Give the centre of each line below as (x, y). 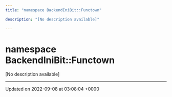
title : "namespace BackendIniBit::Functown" (53, 10)
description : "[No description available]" (52, 19)
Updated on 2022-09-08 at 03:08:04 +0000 (52, 89)
